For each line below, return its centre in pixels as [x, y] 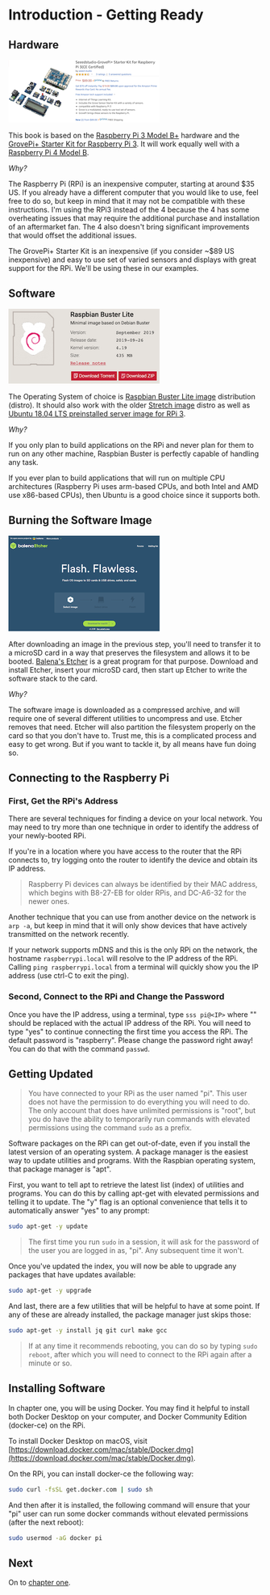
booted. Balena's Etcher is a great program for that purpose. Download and [133, 661]
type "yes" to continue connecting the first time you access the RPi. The [128, 1032]
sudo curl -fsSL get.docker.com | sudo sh [81, 1489]
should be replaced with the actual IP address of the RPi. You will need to [130, 1023]
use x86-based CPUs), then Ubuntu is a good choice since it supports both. [134, 495]
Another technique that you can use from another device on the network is [132, 917]
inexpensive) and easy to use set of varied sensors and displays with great [132, 260]
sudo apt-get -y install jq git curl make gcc [88, 1331]
